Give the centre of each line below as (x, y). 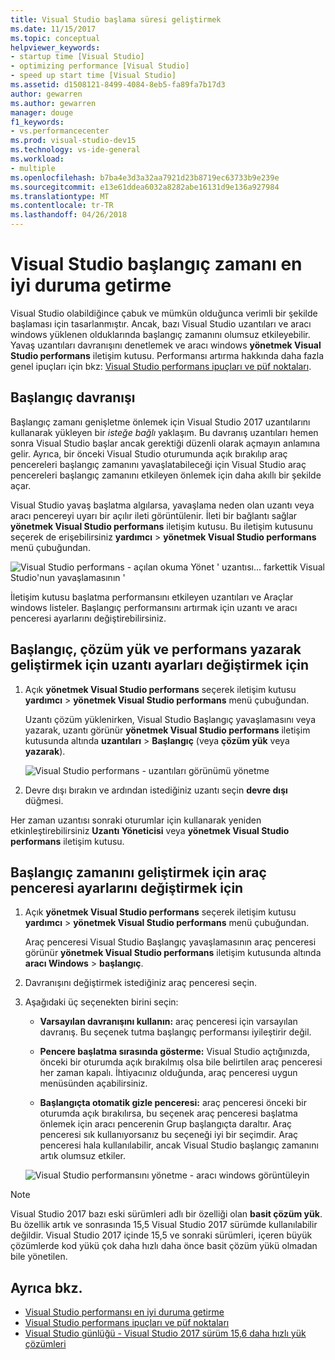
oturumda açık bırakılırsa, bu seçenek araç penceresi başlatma (168, 1113)
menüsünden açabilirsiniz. (93, 1083)
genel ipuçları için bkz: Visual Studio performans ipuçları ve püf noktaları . (161, 366)
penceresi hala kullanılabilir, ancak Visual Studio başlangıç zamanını (179, 1145)
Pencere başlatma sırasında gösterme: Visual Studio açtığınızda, (174, 1052)
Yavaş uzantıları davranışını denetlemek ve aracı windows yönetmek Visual (166, 345)
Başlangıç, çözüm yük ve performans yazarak (156, 649)
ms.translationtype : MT (60, 196)
